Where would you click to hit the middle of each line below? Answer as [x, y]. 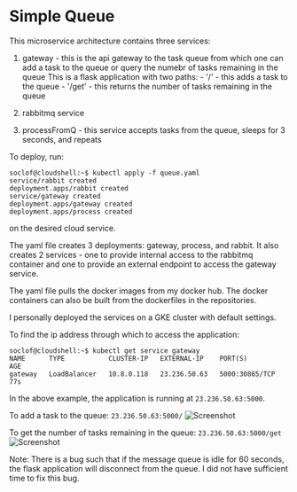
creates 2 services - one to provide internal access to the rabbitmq [131, 254]
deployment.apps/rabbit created [69, 188]
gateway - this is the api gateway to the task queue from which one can [152, 58]
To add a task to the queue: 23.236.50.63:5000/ [96, 415]
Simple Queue [62, 16]
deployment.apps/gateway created [71, 204]
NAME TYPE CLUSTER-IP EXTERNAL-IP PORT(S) [129, 358]
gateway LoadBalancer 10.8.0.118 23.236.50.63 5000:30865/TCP [142, 374]
